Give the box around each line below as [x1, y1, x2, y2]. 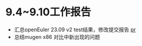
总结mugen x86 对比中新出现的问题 [14, 33, 101, 40]
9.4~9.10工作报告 [5, 5, 91, 19]
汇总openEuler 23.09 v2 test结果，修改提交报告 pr [14, 26, 136, 33]
